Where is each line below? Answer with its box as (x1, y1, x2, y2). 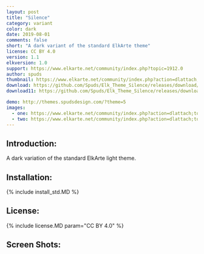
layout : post (6, 9, 39, 15)
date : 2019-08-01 (6, 32, 50, 38)
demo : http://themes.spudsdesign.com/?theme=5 (6, 99, 126, 105)
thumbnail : (6, 77, 34, 83)
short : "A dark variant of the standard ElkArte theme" (6, 43, 151, 49)
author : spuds (6, 71, 42, 77)
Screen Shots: (6, 239, 61, 250)
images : (6, 105, 26, 111)
